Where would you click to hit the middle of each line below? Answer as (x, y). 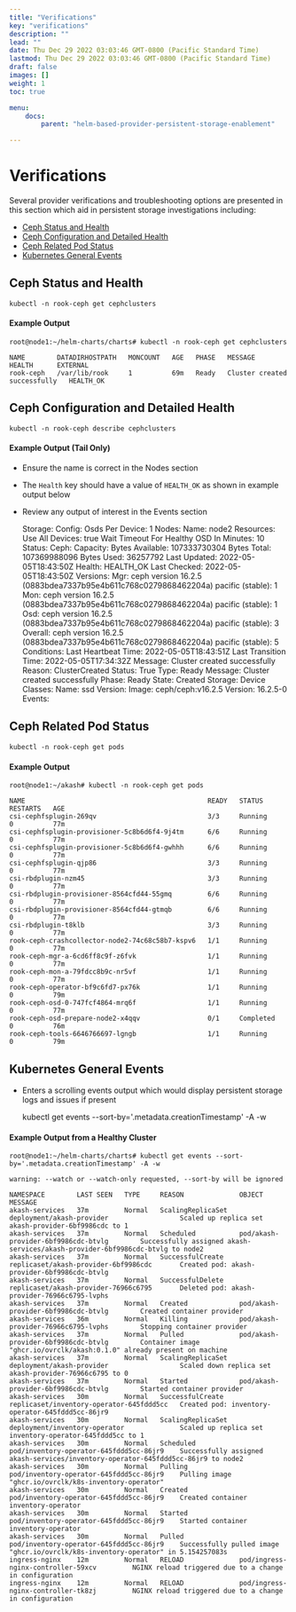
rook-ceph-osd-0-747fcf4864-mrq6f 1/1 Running (138, 1003)
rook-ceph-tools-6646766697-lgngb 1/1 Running (138, 1034)
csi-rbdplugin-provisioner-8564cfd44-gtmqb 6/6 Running (138, 910)
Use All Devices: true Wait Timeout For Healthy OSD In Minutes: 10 (143, 539)
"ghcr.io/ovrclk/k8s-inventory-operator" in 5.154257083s (118, 1553)
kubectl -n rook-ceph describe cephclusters (93, 428)
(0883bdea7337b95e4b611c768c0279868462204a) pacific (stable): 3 (150, 623)
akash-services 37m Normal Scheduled (103, 1234)
